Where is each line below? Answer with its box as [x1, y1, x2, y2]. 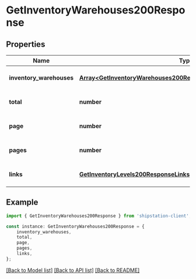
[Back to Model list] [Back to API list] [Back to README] [6, 267, 140, 274]
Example [6, 197, 38, 208]
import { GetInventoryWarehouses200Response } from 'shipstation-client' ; [6, 213, 192, 219]
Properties [6, 39, 45, 49]
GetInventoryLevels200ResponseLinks [79, 170, 190, 178]
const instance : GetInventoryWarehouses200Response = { [6, 223, 145, 229]
